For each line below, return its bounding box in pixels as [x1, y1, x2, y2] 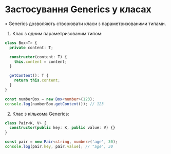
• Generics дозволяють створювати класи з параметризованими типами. [5, 20, 166, 27]
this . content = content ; [14, 59, 67, 64]
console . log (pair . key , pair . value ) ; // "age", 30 [5, 144, 113, 149]
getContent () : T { [9, 73, 49, 78]
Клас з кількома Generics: [12, 111, 70, 117]
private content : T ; [9, 45, 53, 50]
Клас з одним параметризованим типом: [12, 30, 103, 36]
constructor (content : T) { [9, 54, 67, 59]
